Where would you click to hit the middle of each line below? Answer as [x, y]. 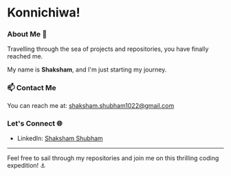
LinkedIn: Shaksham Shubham [60, 138]
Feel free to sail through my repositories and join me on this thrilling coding [113, 158]
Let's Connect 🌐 [35, 123]
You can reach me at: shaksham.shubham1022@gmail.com [91, 105]
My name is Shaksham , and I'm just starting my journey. [87, 69]
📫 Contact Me [32, 88]
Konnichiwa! [44, 13]
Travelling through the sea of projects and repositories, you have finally [108, 49]
